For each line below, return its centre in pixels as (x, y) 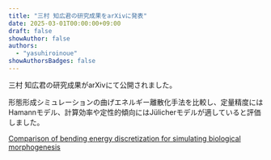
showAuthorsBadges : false (52, 61)
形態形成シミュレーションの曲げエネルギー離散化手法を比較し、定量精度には (136, 102)
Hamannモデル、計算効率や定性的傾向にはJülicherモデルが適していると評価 (135, 112)
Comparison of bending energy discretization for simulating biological (125, 138)
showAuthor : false (39, 38)
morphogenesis (34, 147)
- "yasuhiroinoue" (47, 53)
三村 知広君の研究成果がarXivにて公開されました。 (92, 85)
